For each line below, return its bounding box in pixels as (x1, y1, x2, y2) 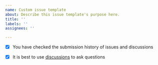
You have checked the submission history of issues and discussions (12, 44, 153, 50)
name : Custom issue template (5, 7, 66, 12)
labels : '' (5, 21, 28, 26)
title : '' (5, 16, 26, 21)
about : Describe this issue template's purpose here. (5, 12, 120, 17)
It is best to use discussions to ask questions (12, 54, 105, 60)
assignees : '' (5, 26, 35, 31)
